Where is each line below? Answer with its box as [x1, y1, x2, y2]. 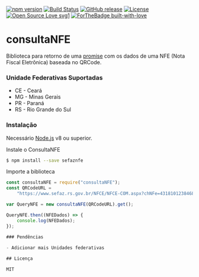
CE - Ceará [14, 87, 43, 95]
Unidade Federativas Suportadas [6, 73, 103, 81]
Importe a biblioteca [6, 168, 55, 175]
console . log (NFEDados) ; [17, 218, 76, 224]
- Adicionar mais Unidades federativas [6, 245, 105, 251]
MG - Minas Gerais [14, 93, 61, 100]
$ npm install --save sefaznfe [6, 158, 84, 163]
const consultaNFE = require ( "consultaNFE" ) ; [6, 180, 120, 185]
